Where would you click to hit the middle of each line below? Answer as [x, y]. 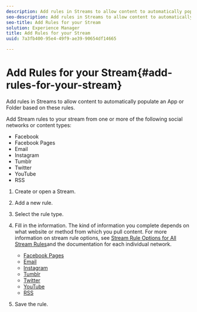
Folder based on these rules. [40, 107]
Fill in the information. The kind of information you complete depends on [102, 225]
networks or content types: [39, 125]
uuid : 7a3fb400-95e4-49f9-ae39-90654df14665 [61, 39]
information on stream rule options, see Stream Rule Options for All [96, 238]
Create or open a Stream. [45, 191]
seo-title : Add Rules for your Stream [53, 22]
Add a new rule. [34, 203]
